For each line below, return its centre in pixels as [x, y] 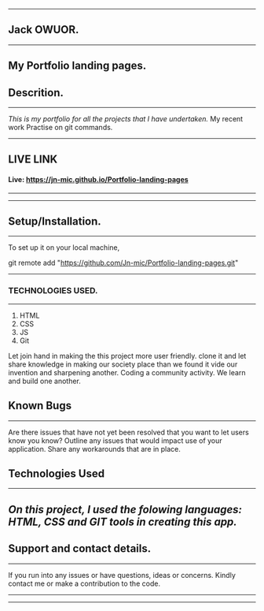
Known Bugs [40, 406]
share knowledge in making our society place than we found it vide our [123, 364]
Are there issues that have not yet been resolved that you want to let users [128, 432]
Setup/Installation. [55, 221]
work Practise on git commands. [60, 128]
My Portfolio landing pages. [77, 66]
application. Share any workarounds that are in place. [94, 449]
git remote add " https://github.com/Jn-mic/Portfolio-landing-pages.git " [123, 263]
